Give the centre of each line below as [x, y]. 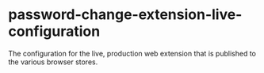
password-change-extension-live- [125, 15]
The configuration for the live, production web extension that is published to [132, 53]
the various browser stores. [53, 62]
